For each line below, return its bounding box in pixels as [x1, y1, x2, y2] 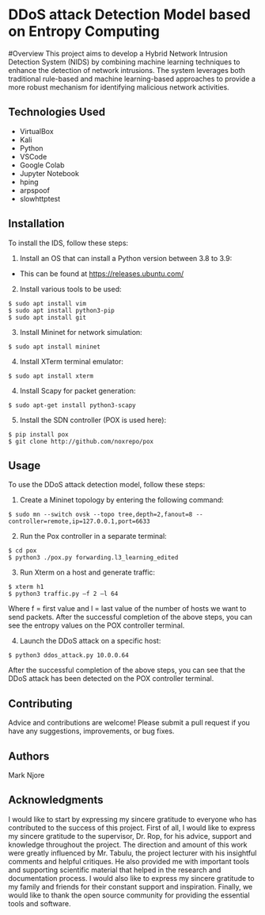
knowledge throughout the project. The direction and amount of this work [8, 840, 248, 849]
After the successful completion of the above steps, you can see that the [8, 665, 245, 675]
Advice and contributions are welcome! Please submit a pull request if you [8, 718, 251, 728]
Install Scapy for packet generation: [19, 386, 136, 395]
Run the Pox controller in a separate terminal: [19, 532, 168, 541]
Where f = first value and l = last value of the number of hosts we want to [8, 604, 247, 613]
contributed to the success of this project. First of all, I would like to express [8, 823, 256, 832]
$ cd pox [8, 547, 37, 555]
